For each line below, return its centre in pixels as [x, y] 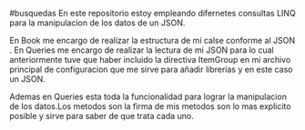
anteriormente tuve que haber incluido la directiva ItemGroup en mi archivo [150, 60]
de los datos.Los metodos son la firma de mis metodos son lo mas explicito [150, 106]
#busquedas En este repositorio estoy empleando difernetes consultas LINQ [152, 13]
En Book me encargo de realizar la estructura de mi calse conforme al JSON [152, 40]
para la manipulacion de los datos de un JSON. [97, 23]
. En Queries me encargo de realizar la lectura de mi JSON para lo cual [142, 50]
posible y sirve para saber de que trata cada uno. [102, 116]
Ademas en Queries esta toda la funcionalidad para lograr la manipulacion [148, 96]
